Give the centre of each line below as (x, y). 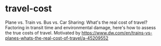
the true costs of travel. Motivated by (43, 33)
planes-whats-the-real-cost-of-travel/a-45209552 (57, 38)
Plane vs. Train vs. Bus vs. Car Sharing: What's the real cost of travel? (76, 22)
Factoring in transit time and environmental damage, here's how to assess (80, 27)
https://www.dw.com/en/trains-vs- (117, 33)
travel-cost (28, 9)
